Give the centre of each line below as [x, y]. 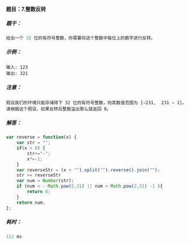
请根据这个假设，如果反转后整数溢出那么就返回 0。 [59, 109]
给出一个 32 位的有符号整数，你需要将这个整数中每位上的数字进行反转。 [81, 38]
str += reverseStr [39, 176]
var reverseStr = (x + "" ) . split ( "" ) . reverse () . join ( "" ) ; [88, 170]
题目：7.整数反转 [26, 9]
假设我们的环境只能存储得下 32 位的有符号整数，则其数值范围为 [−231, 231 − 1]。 [96, 103]
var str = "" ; [34, 143]
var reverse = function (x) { [41, 138]
